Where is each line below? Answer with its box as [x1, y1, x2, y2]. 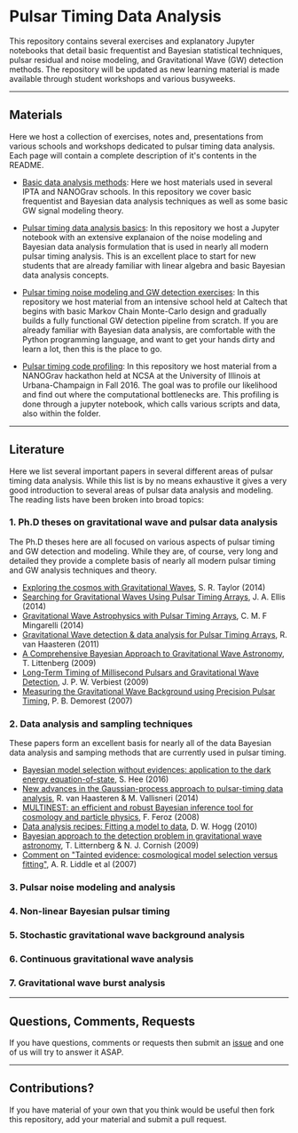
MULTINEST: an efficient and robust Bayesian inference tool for [21, 802, 254, 813]
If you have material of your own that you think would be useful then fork [9, 1105, 275, 1115]
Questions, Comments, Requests [9, 1014, 195, 1029]
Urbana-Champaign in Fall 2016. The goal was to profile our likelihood [21, 380, 278, 390]
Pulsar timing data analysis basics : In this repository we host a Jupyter [21, 222, 280, 233]
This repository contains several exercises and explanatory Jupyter [9, 36, 255, 46]
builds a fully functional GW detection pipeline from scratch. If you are [21, 315, 278, 325]
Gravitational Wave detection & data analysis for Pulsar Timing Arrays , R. [21, 629, 288, 639]
